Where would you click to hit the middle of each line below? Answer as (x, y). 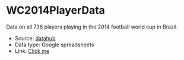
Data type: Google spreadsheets (54, 45)
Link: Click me (32, 50)
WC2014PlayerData (56, 10)
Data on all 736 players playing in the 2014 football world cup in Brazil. (92, 27)
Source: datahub (35, 38)
